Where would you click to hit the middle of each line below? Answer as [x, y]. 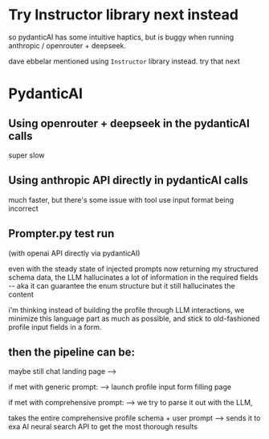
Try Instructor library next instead [124, 15]
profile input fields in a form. [55, 326]
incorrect [23, 208]
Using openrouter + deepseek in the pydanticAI [129, 123]
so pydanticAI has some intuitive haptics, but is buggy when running [121, 37]
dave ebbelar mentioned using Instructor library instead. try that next [124, 61]
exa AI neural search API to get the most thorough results [103, 427]
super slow [26, 155]
